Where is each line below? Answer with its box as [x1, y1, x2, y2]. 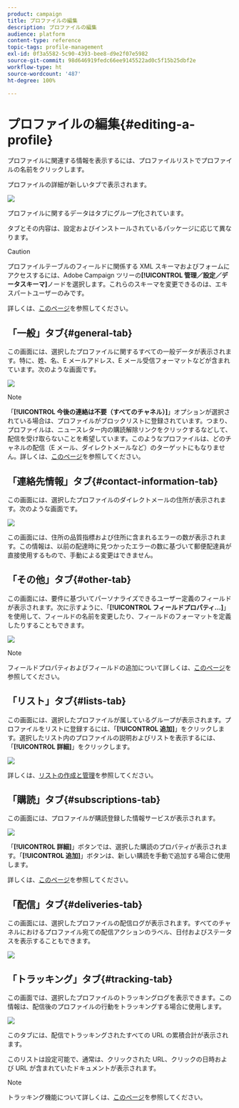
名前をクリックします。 [19, 165, 88, 174]
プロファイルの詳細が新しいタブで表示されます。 [7, 180, 151, 189]
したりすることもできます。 [7, 621, 88, 629]
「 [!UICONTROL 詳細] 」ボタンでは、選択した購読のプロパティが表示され [7, 842, 222, 851]
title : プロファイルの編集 [7, 17, 78, 24]
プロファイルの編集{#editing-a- [7, 116, 195, 132]
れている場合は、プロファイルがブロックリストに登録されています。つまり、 [7, 416, 232, 425]
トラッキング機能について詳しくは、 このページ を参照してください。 [7, 1093, 207, 1101]
